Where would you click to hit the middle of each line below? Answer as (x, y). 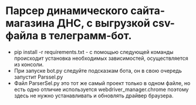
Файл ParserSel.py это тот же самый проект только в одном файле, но (102, 83)
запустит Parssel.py (38, 77)
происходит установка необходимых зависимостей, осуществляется (101, 58)
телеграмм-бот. (90, 36)
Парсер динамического (67, 11)
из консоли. (29, 64)
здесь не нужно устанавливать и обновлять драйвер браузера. (94, 96)
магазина (30, 23)
